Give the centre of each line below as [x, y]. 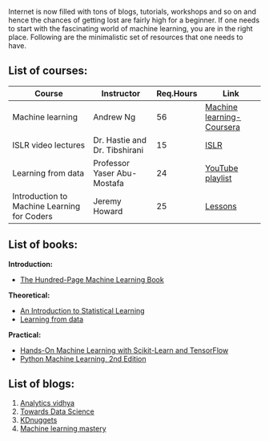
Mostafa [108, 183]
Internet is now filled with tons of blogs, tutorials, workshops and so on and [132, 12]
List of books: [43, 245]
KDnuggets [38, 420]
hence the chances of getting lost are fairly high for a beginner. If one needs [134, 20]
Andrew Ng [114, 117]
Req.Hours [177, 93]
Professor [112, 163]
